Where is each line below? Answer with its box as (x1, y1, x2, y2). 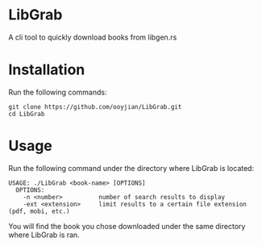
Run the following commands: (8, 87, 107, 97)
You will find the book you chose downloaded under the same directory (8, 221, 246, 231)
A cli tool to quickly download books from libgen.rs (8, 32, 177, 42)
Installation (8, 60, 85, 79)
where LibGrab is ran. (8, 230, 81, 240)
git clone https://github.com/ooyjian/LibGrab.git (8, 102, 182, 110)
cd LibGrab (8, 110, 45, 118)
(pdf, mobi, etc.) (8, 207, 70, 215)
